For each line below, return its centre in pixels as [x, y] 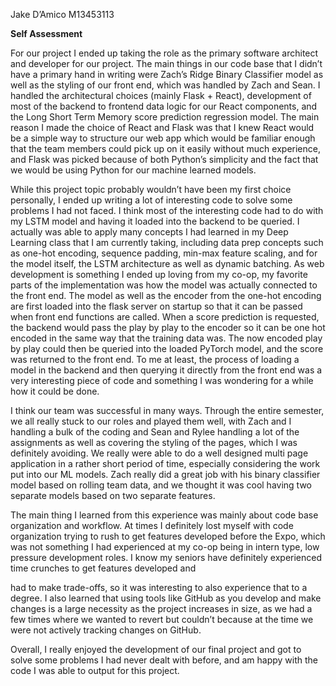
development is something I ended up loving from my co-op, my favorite [159, 274]
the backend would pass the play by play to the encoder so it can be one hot [168, 327]
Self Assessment [46, 33]
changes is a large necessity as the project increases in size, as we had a [161, 608]
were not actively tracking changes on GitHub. [106, 630]
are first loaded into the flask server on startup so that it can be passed [156, 306]
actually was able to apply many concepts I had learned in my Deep [149, 232]
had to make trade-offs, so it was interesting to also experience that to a [159, 587]
